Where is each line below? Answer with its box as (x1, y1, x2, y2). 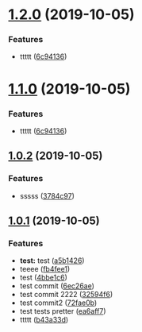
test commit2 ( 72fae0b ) (19, 298, 98, 307)
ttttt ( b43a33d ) (19, 315, 69, 325)
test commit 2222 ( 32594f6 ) (19, 290, 113, 299)
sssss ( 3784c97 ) (19, 191, 75, 200)
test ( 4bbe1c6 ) (19, 272, 67, 283)
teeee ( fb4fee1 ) (19, 264, 71, 274)
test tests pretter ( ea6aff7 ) (19, 307, 106, 316)
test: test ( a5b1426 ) (19, 256, 85, 265)
